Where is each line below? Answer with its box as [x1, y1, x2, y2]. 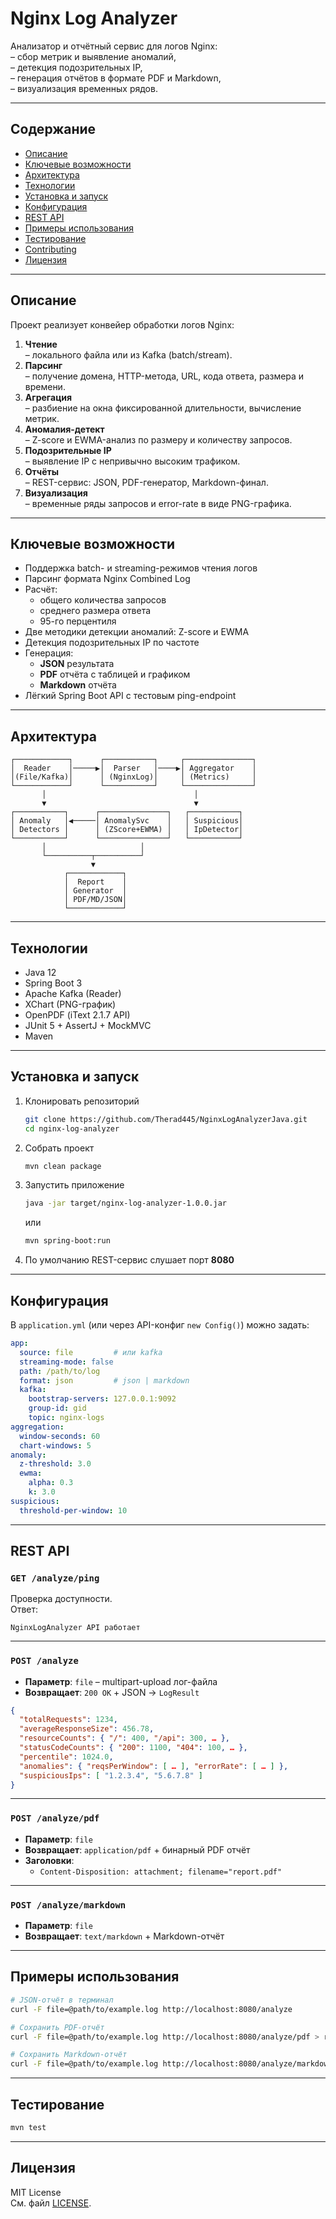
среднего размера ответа [39, 605, 152, 617]
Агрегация [24, 391, 73, 403]
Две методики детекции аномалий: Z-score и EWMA [24, 626, 250, 638]
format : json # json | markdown [19, 1375, 190, 1386]
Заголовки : [24, 1854, 75, 1866]
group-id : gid [28, 1403, 87, 1414]
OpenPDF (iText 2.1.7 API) [24, 1009, 131, 1021]
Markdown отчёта [39, 679, 117, 691]
